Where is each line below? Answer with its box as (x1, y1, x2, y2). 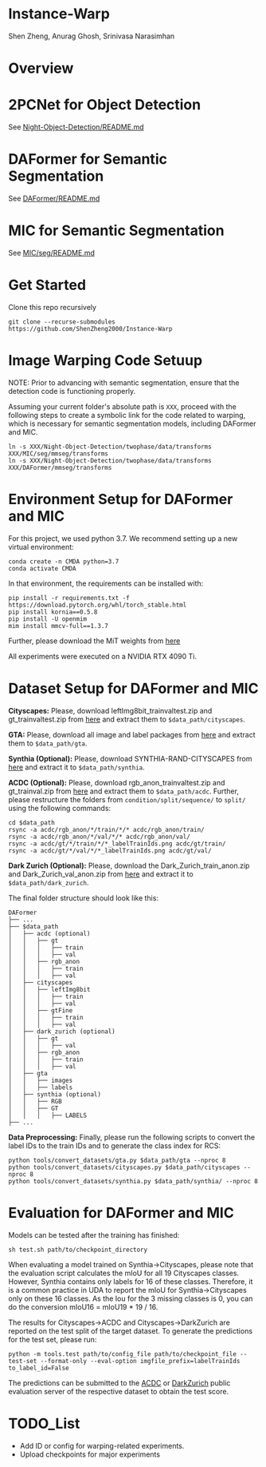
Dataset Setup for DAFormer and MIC (8, 679, 259, 698)
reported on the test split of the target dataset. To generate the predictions (8, 1326, 253, 1335)
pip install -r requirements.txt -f (8, 594, 130, 602)
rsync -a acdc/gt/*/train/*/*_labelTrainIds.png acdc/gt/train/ (8, 840, 226, 848)
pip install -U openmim (8, 614, 88, 623)
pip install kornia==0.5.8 (8, 608, 98, 616)
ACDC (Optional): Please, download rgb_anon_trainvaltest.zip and (8, 777, 225, 787)
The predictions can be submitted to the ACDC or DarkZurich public (8, 1378, 231, 1387)
